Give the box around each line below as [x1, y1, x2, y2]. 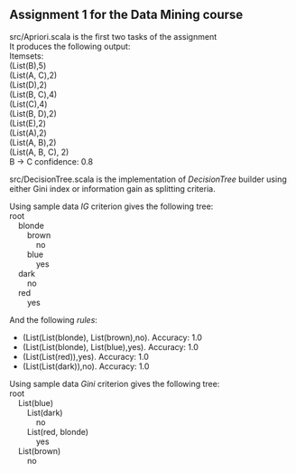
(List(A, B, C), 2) [9, 147, 69, 157]
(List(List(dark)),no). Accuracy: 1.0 [22, 361, 150, 372]
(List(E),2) [9, 118, 47, 128]
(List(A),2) [9, 127, 47, 138]
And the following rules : [9, 314, 97, 325]
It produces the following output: [9, 41, 131, 52]
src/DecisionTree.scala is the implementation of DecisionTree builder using [9, 174, 287, 184]
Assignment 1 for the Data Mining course [9, 7, 244, 23]
